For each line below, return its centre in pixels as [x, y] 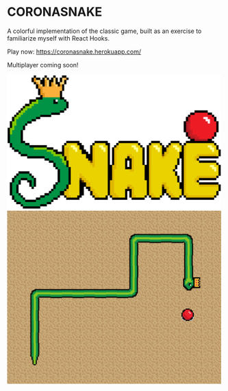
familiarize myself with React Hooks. [58, 38]
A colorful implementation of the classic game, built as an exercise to [104, 31]
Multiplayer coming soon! [43, 65]
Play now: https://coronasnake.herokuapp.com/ [74, 52]
